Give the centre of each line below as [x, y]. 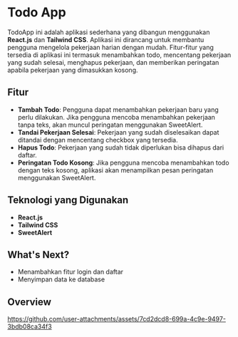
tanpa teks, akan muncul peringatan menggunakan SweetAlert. [110, 125]
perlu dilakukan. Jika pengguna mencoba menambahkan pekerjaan [117, 117]
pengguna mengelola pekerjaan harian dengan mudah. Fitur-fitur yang [110, 47]
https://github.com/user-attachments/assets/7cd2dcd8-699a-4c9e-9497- [117, 319]
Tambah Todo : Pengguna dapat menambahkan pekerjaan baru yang [118, 109]
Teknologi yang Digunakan [68, 200]
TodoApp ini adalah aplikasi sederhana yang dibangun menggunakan [109, 32]
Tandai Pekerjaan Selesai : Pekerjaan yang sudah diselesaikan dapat [118, 132]
